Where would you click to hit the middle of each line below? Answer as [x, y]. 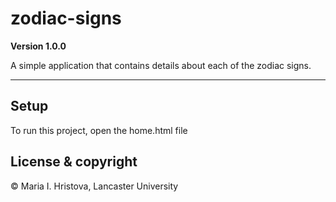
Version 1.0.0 [38, 46]
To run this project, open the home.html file [99, 130]
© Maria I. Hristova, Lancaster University [94, 186]
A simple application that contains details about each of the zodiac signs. [161, 65]
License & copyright [74, 162]
